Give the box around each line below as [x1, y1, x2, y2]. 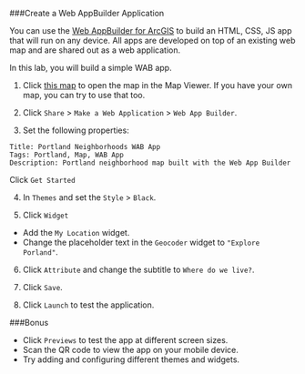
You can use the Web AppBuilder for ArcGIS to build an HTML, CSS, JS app [9, 25, 292, 35]
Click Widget [22, 209, 69, 220]
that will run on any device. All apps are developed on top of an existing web [9, 35, 296, 45]
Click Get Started [9, 175, 76, 185]
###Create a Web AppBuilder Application [9, 8, 165, 18]
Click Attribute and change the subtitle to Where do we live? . [22, 264, 255, 275]
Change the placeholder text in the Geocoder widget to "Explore [22, 237, 260, 248]
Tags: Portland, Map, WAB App [9, 150, 125, 159]
